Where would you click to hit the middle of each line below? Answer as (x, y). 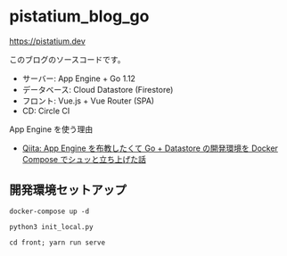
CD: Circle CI (46, 111)
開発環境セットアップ (68, 190)
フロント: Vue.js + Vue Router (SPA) (88, 101)
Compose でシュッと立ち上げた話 (84, 159)
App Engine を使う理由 (51, 129)
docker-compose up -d (49, 211)
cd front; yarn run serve (57, 243)
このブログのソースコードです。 (67, 59)
